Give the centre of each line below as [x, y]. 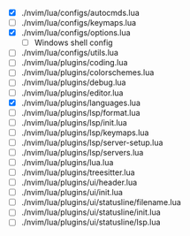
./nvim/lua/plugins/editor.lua [72, 93]
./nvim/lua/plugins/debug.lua [73, 82]
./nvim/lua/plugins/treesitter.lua [78, 172]
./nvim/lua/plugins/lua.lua [67, 162]
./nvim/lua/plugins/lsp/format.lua [80, 112]
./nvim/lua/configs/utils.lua [69, 53]
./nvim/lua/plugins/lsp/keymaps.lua [85, 133]
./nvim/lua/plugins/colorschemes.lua [87, 72]
